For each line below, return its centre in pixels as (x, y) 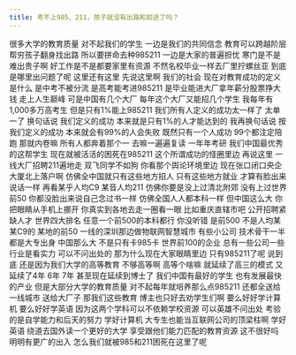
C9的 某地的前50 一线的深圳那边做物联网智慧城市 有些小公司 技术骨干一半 (151, 231)
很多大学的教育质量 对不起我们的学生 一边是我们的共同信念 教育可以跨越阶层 (148, 43)
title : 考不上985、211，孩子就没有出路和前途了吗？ (94, 17)
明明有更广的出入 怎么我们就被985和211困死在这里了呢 (108, 342)
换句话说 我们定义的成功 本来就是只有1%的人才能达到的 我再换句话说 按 (156, 121)
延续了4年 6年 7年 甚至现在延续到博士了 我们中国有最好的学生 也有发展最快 (146, 276)
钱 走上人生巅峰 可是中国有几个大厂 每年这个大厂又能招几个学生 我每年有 (141, 99)
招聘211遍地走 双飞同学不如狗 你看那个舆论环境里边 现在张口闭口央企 (157, 165)
